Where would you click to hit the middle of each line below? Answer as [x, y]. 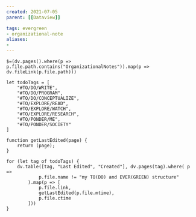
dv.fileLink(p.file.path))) [42, 72]
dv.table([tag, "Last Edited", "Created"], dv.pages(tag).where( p [103, 167]
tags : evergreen [27, 28]
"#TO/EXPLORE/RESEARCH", [48, 114]
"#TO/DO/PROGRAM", [40, 93]
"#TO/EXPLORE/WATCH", [44, 109]
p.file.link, [55, 188]
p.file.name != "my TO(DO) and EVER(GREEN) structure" [109, 177]
